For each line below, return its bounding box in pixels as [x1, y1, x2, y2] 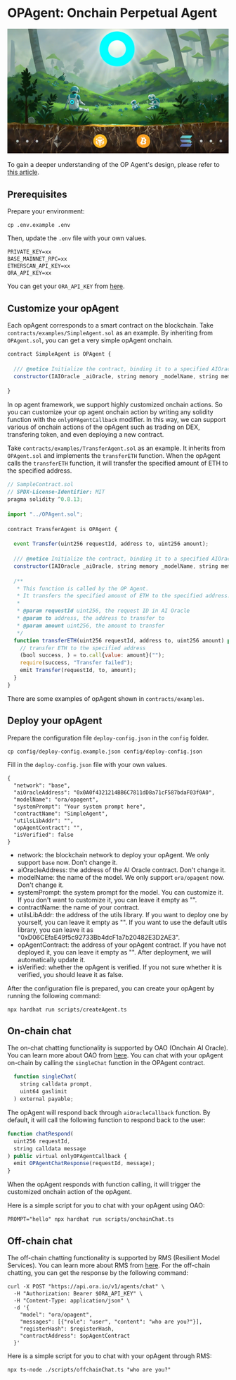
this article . [7, 168, 40, 177]
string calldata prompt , [20, 1081, 93, 1088]
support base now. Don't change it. [17, 858, 118, 866]
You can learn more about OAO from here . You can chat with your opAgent [7, 1051, 223, 1059]
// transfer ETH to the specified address [20, 645, 146, 652]
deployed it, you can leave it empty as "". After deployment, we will [17, 947, 211, 956]
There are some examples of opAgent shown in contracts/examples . [7, 694, 205, 702]
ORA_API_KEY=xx [7, 270, 52, 277]
